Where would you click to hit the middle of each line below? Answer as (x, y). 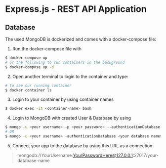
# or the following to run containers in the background (65, 62)
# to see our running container (38, 85)
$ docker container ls (28, 90)
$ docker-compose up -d (30, 67)
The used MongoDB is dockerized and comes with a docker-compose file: (81, 39)
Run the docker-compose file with (47, 49)
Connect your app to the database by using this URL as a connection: (83, 146)
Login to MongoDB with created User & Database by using (72, 118)
